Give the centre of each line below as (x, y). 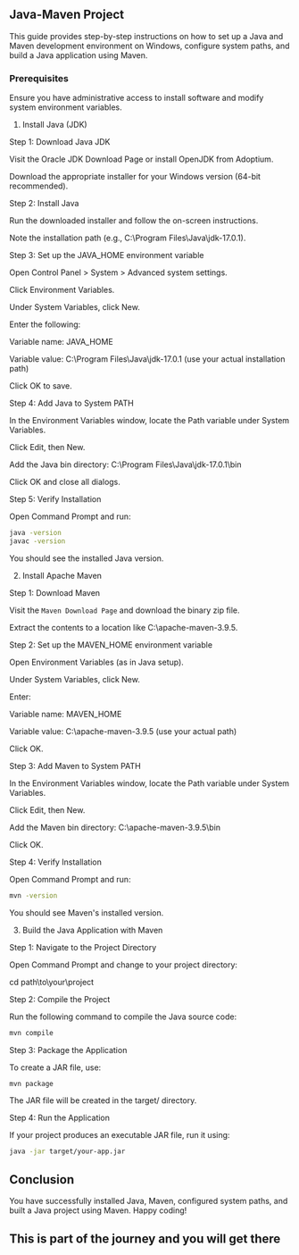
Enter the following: (45, 324)
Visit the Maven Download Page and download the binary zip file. (125, 610)
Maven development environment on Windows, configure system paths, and (149, 46)
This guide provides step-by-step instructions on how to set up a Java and (146, 36)
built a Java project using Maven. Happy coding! (98, 1210)
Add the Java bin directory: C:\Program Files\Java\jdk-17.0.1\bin (125, 464)
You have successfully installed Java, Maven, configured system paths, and (149, 1201)
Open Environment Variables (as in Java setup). (97, 662)
